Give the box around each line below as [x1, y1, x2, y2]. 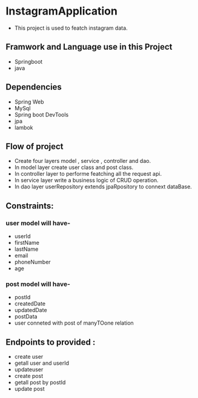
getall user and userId [14, 359, 70, 367]
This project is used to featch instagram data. [14, 24, 128, 32]
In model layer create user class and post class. [14, 164, 134, 171]
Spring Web [14, 98, 44, 105]
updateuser [14, 366, 44, 373]
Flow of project [5, 141, 64, 151]
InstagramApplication [5, 4, 117, 18]
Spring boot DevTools [14, 111, 69, 118]
